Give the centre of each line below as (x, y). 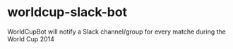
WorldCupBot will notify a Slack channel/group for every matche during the (116, 31)
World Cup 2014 (31, 38)
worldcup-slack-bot (67, 12)
